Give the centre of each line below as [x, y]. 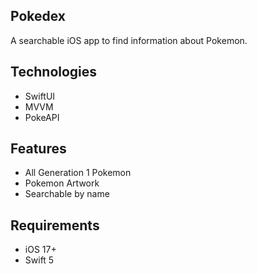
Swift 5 [39, 260]
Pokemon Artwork [62, 183]
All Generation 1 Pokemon [78, 173]
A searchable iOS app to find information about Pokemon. [129, 40]
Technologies [54, 72]
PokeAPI [42, 117]
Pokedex [38, 16]
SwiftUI [40, 96]
